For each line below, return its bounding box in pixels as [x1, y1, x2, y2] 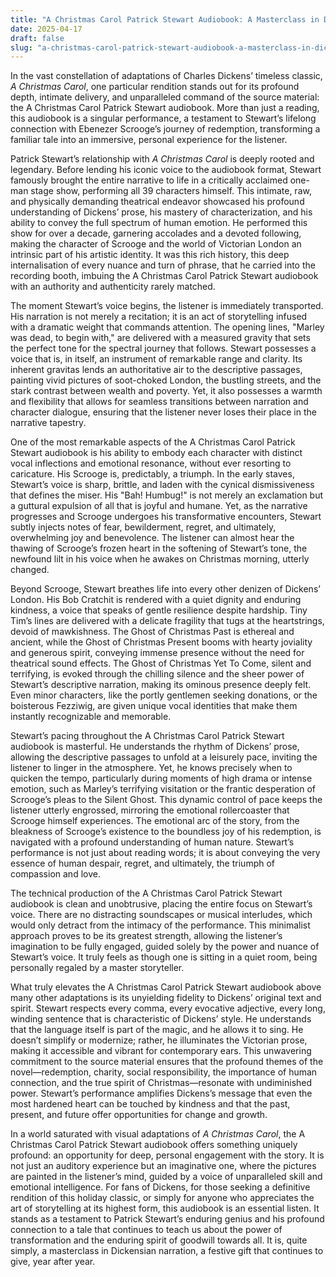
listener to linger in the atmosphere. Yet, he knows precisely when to [10, 762, 293, 774]
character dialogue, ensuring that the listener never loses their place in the [10, 406, 317, 418]
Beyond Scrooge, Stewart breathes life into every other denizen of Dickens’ [10, 583, 321, 595]
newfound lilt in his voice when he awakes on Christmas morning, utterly [10, 553, 310, 565]
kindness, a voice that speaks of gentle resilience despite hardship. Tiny [10, 604, 308, 616]
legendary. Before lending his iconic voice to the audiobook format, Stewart [10, 164, 322, 176]
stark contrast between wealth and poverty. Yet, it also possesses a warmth [10, 385, 323, 397]
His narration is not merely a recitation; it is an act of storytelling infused [10, 311, 308, 323]
